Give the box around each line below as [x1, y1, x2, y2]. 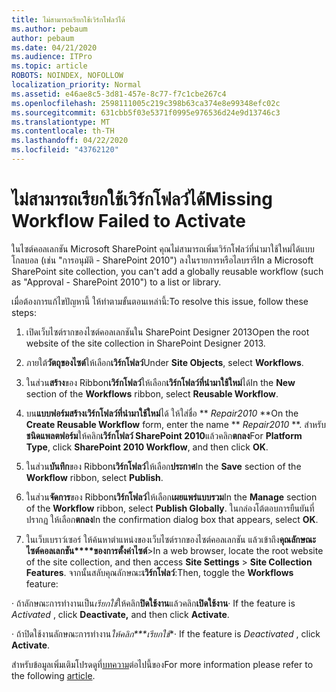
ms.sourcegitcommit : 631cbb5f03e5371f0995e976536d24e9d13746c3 [11, 107, 281, 118]
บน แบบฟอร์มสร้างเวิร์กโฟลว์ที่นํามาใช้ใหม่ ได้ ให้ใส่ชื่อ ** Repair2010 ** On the [25, 407, 299, 419]
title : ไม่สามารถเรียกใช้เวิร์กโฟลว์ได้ [11, 14, 126, 25]
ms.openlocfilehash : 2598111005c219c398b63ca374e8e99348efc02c [11, 98, 281, 108]
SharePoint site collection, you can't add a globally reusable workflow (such [11, 265, 324, 277]
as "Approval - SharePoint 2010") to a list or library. [11, 276, 222, 288]
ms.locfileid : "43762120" [11, 145, 119, 155]
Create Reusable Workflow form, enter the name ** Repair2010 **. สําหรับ [25, 418, 327, 430]
